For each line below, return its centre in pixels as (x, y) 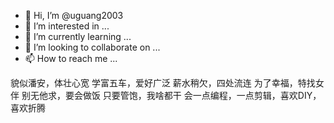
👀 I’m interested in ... (67, 26)
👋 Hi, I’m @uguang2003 (74, 15)
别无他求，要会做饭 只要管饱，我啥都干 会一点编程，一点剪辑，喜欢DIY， (171, 95)
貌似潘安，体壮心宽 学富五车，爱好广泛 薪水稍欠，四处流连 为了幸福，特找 (163, 83)
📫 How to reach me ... (71, 58)
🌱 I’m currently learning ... (78, 36)
